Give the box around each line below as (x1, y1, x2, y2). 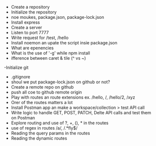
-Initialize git (4, 65, 29, 70)
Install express (11, 19, 40, 25)
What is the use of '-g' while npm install (11, 50, 90, 56)
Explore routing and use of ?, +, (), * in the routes (11, 120, 109, 126)
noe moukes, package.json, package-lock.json (11, 14, 104, 20)
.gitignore (11, 74, 30, 80)
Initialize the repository (11, 9, 57, 15)
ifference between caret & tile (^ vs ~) (11, 55, 86, 61)
